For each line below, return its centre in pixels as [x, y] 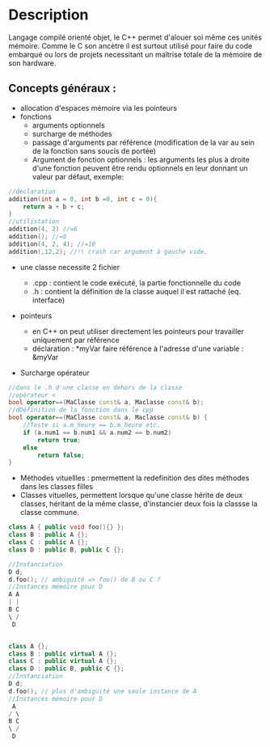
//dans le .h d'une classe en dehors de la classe [95, 387]
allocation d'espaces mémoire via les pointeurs [99, 108]
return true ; [59, 440]
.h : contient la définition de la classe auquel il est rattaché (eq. [136, 291]
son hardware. [32, 63]
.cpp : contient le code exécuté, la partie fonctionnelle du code [136, 283]
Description [49, 15]
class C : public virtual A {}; [63, 661]
